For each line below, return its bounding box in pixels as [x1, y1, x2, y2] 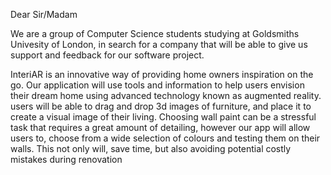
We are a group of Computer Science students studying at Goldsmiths [10, 28, 300, 39]
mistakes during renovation [10, 154, 123, 165]
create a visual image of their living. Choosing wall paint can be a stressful [10, 111, 317, 123]
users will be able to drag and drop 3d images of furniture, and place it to [10, 100, 312, 112]
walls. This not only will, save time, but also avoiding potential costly [10, 143, 292, 154]
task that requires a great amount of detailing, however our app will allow [10, 122, 311, 133]
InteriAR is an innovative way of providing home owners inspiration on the [10, 69, 314, 80]
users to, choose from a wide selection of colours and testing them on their [10, 132, 321, 144]
